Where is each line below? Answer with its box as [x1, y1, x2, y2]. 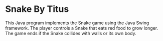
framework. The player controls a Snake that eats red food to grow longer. [5, 25, 158, 31]
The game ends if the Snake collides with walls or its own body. [5, 30, 136, 36]
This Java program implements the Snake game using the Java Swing [5, 20, 149, 26]
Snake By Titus [5, 3, 69, 15]
